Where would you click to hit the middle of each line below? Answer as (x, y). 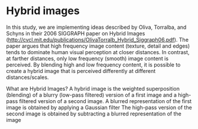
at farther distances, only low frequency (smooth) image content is (87, 58)
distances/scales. (27, 77)
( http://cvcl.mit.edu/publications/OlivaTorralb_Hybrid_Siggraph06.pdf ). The (98, 39)
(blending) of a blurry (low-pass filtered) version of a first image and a (92, 95)
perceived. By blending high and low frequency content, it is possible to (93, 64)
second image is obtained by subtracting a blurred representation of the (94, 114)
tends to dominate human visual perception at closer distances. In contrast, (98, 52)
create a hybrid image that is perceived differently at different (81, 71)
